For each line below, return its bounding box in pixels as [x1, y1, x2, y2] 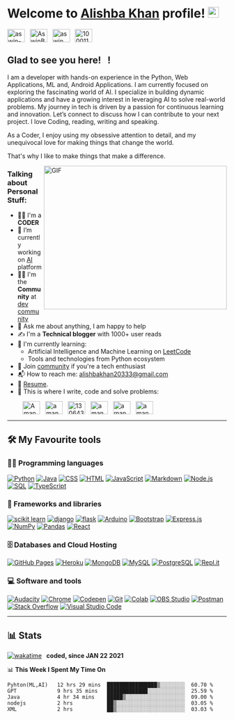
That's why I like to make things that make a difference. [7, 152, 166, 160]
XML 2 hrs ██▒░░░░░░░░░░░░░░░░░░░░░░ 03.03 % [7, 706, 214, 713]
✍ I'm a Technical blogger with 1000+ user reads [17, 330, 162, 338]
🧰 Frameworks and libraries [7, 499, 102, 508]
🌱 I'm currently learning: [17, 340, 87, 348]
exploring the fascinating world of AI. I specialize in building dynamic [7, 88, 205, 96]
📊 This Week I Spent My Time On [7, 666, 106, 674]
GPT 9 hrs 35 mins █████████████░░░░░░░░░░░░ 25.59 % [7, 688, 214, 695]
